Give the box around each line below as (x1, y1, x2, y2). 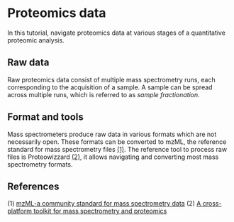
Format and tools (7, 111, 84, 123)
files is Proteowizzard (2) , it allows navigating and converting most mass (7, 152, 219, 161)
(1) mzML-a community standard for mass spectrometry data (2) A (7, 199, 201, 208)
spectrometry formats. (7, 160, 73, 168)
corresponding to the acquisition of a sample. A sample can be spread (7, 83, 213, 91)
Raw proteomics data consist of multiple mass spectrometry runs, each (7, 75, 216, 84)
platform (7, 207, 32, 216)
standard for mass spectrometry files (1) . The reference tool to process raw (7, 145, 228, 153)
